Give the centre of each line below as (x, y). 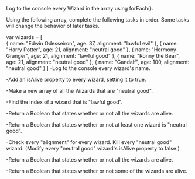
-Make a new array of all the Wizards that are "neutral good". (80, 91)
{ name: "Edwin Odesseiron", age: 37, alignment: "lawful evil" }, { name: (92, 43)
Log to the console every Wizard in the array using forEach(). (80, 8)
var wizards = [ (24, 37)
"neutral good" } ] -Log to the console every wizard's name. (78, 68)
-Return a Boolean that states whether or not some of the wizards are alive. (97, 171)
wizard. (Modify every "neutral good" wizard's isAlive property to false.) (93, 148)
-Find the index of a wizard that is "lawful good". (64, 102)
